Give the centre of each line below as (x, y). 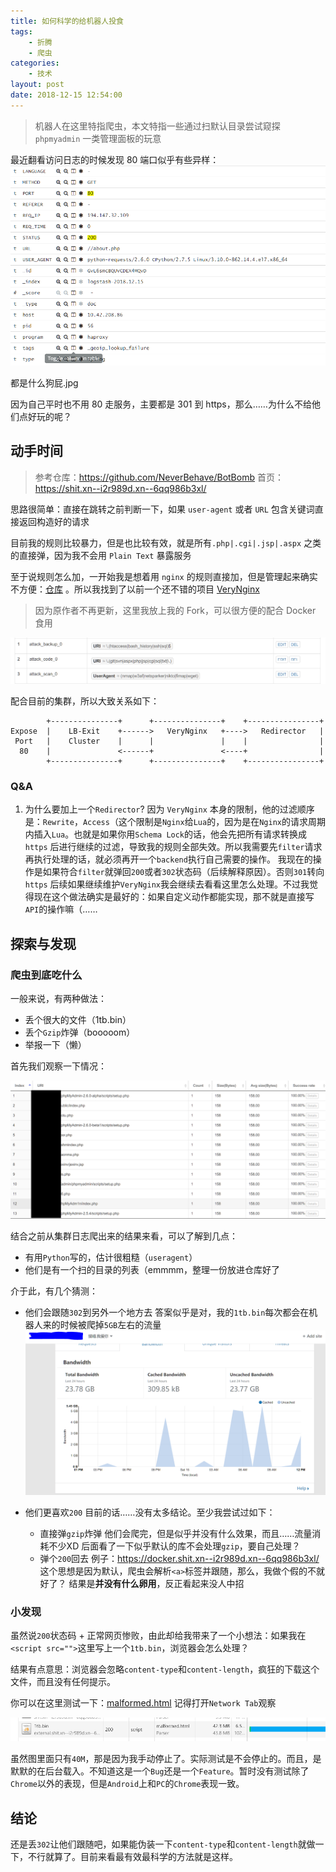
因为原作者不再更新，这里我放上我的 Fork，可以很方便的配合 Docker (175, 610)
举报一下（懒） (55, 1045)
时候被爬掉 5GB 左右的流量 (110, 1324)
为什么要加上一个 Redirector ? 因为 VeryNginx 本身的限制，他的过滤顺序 (169, 809)
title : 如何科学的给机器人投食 (67, 21)
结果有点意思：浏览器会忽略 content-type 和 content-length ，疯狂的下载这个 (165, 1669)
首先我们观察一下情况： (58, 1066)
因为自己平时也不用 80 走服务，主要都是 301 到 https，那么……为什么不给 (161, 404)
